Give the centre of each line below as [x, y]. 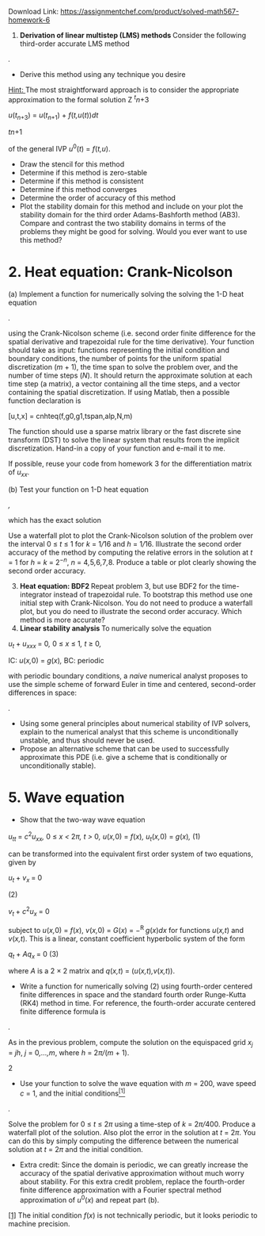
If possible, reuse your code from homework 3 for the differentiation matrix [130, 464]
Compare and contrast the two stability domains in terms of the [123, 223]
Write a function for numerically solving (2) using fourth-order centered [136, 986]
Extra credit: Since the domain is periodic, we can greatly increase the [134, 1165]
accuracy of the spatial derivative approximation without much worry [132, 1173]
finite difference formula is [62, 1011]
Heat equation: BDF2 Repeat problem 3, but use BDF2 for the [120, 585]
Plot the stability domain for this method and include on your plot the [131, 206]
